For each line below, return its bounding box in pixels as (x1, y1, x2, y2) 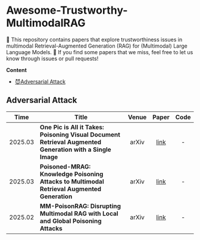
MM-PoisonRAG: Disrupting (39, 202, 121, 210)
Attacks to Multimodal (39, 177, 104, 185)
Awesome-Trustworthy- (6, 4, 128, 17)
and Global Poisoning (39, 217, 102, 225)
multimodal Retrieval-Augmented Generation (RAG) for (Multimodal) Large (6, 42, 187, 49)
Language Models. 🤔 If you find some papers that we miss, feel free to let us (6, 48, 193, 55)
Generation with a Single (39, 145, 111, 154)
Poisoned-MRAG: (39, 162, 91, 170)
